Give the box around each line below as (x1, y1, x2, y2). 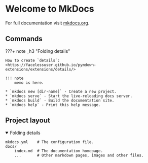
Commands (5, 35, 43, 43)
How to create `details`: (5, 58, 60, 63)
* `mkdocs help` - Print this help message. (5, 102, 101, 107)
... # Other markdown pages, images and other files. (14, 153, 144, 158)
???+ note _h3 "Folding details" (5, 48, 70, 54)
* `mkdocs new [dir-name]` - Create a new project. (5, 89, 117, 94)
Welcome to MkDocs (5, 3, 95, 15)
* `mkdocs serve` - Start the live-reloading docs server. (5, 93, 133, 99)
